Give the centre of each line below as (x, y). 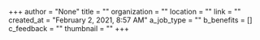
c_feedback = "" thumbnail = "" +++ (69, 28)
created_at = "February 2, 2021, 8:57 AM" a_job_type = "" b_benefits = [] (130, 20)
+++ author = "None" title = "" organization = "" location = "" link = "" (125, 12)
